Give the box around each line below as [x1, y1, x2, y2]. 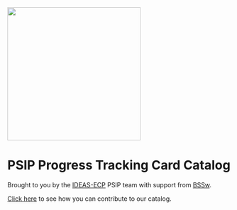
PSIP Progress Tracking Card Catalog [7, 157, 231, 173]
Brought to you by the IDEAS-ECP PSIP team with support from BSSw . [7, 180, 211, 189]
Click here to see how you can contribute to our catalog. [7, 194, 172, 203]
